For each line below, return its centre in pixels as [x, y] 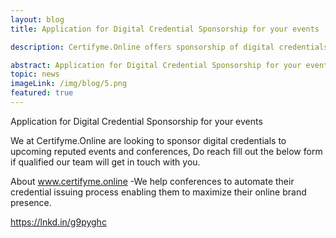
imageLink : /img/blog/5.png [69, 84]
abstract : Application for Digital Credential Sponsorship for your [156, 65]
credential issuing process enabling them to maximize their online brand [158, 192]
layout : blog [37, 19]
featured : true [42, 93]
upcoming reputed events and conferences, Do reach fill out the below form [166, 151]
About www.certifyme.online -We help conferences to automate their [152, 181]
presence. [31, 202]
